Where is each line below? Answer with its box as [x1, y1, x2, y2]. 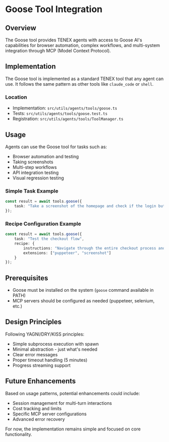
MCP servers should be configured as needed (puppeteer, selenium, [12, 298, 155, 304]
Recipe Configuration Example [5, 220, 81, 227]
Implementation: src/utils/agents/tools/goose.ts [12, 105, 117, 111]
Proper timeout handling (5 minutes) [12, 357, 88, 363]
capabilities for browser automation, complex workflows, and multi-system [5, 42, 160, 48]
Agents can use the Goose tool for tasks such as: [5, 144, 107, 150]
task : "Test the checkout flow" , [14, 236, 84, 241]
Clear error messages [12, 351, 58, 357]
